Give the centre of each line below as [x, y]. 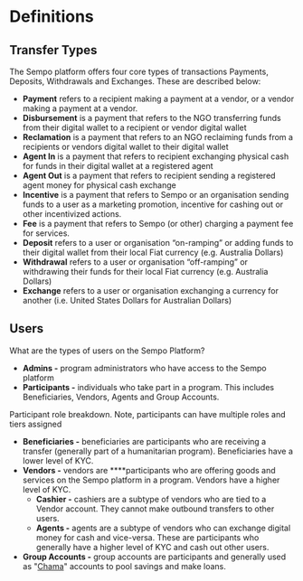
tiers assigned [36, 424]
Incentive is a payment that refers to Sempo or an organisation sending [156, 195]
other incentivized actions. [72, 214]
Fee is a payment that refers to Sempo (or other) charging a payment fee [158, 224]
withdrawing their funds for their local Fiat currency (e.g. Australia [145, 272]
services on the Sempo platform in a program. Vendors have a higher [151, 480]
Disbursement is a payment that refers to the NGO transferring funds [152, 118]
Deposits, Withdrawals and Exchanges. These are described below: [135, 81]
